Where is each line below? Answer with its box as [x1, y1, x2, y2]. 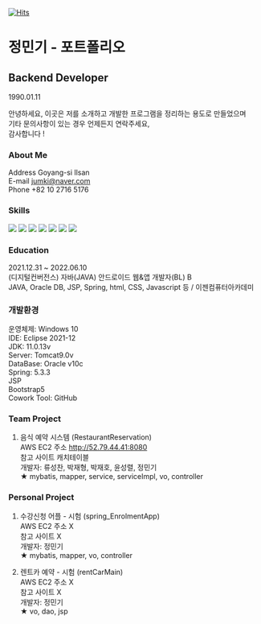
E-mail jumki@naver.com [8, 176, 91, 186]
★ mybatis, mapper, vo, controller [19, 550, 133, 560]
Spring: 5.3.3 [8, 367, 51, 378]
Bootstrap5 [8, 385, 46, 395]
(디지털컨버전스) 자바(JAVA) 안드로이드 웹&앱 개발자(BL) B [8, 272, 193, 282]
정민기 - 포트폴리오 [8, 39, 126, 56]
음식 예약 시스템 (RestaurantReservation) [19, 432, 153, 442]
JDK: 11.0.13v [8, 342, 51, 352]
